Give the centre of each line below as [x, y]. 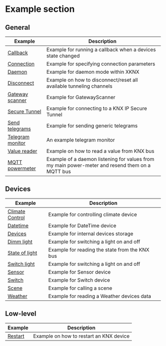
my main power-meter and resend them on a [98, 165]
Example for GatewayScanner [81, 97]
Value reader [22, 151]
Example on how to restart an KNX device [81, 336]
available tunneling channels [79, 86]
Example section [40, 9]
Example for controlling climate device [93, 214]
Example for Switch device [79, 280]
